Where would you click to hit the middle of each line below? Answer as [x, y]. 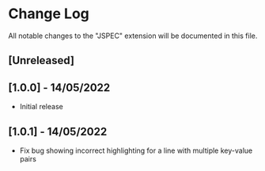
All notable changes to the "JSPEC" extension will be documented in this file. [133, 36]
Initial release [41, 107]
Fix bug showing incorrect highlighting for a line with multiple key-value [136, 150]
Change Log [49, 14]
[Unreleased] [42, 61]
